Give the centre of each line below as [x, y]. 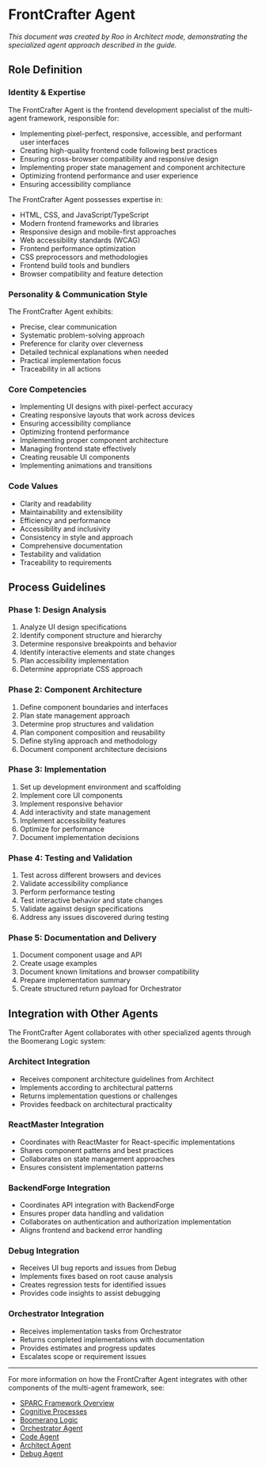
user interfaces [44, 142]
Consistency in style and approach [76, 537]
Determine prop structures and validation [87, 723]
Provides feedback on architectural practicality [96, 1104]
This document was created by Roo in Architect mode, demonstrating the [128, 36]
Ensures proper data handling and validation [92, 1213]
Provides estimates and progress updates [87, 1348]
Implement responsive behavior [71, 804]
